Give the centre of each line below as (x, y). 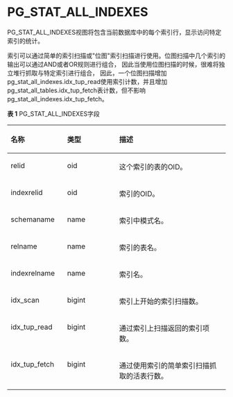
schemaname (33, 219)
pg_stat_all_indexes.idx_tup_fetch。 (58, 99)
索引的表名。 (140, 247)
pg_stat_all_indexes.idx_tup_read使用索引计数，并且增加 (87, 81)
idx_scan (25, 300)
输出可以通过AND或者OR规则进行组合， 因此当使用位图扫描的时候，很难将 (113, 64)
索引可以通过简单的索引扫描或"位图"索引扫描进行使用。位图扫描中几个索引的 (116, 56)
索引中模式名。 (144, 221)
